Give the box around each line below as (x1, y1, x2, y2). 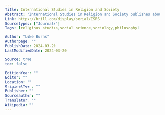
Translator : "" (5, 98, 36, 103)
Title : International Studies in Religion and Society (5, 7, 120, 12)
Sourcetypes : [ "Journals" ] (5, 21, 60, 26)
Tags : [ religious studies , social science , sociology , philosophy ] (5, 26, 139, 30)
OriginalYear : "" (5, 84, 41, 89)
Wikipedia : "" (5, 102, 34, 107)
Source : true (5, 57, 32, 62)
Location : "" (5, 80, 32, 85)
